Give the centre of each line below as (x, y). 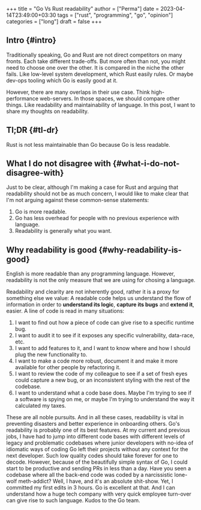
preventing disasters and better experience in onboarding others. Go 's (93, 424)
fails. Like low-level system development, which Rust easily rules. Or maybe (100, 74)
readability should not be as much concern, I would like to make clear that (97, 194)
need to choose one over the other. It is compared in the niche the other (95, 67)
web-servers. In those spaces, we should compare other (110, 98)
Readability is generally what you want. (63, 231)
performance (22, 98)
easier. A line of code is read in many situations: (65, 311)
